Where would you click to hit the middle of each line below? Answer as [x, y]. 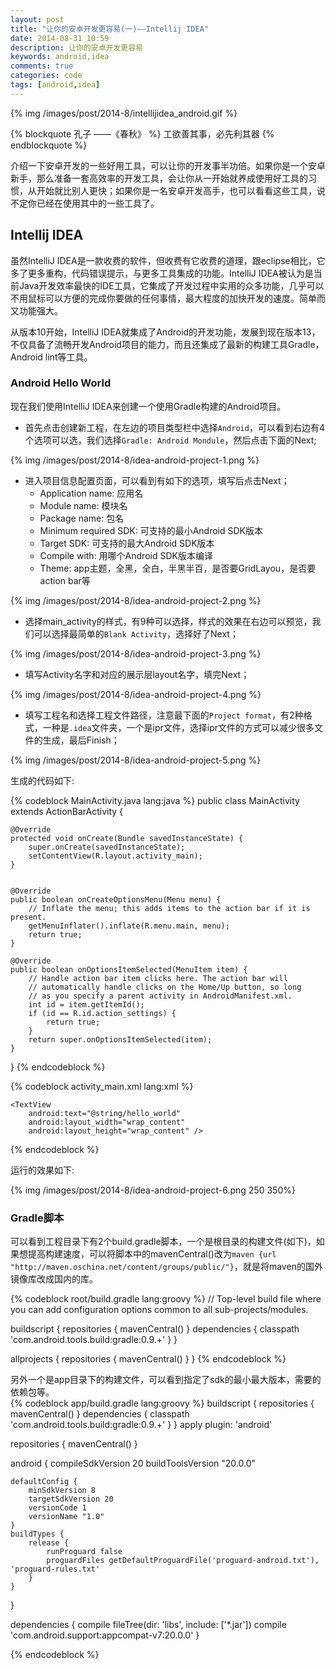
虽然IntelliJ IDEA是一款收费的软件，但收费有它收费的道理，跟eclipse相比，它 [168, 260]
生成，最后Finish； [81, 740]
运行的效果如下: [42, 1170]
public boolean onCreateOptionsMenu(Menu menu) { [116, 899]
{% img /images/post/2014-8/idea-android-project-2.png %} [136, 600]
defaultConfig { [44, 1482]
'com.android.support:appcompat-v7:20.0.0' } [105, 1635]
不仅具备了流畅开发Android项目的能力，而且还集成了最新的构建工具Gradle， [167, 344]
